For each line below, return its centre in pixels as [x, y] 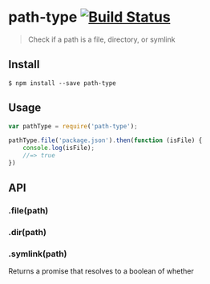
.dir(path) [27, 233]
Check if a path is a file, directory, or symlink [101, 39]
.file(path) [28, 211]
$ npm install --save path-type [62, 83]
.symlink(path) [38, 254]
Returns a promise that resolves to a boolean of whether [101, 271]
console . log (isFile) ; [59, 148]
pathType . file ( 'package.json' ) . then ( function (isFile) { [105, 140]
